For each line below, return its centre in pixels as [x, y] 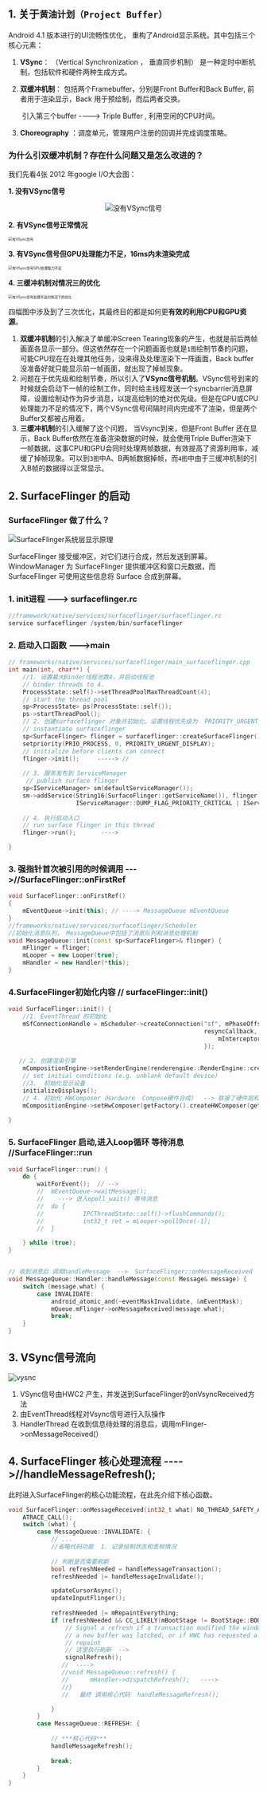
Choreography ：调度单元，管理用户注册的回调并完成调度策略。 [125, 132]
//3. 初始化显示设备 [54, 1083]
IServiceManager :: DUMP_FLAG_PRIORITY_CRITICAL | [158, 803]
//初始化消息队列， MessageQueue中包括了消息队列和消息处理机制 [103, 933]
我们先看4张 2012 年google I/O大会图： [72, 175]
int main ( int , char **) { [49, 670]
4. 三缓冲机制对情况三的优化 [54, 283]
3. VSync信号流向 [52, 1358]
